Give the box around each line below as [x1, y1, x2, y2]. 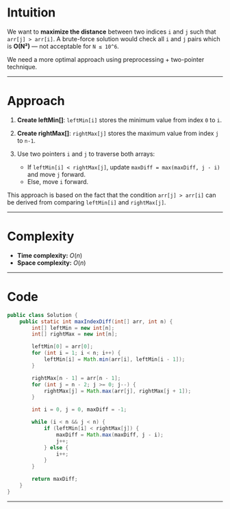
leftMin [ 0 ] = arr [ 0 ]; [31, 343, 94, 351]
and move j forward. [27, 170, 86, 178]
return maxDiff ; [31, 475, 78, 483]
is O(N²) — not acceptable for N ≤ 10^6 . [7, 42, 120, 50]
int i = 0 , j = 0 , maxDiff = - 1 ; [31, 406, 127, 413]
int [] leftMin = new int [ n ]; [31, 324, 115, 331]
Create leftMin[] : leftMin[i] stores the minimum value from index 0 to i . [16, 115, 222, 124]
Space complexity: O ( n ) [16, 259, 86, 267]
